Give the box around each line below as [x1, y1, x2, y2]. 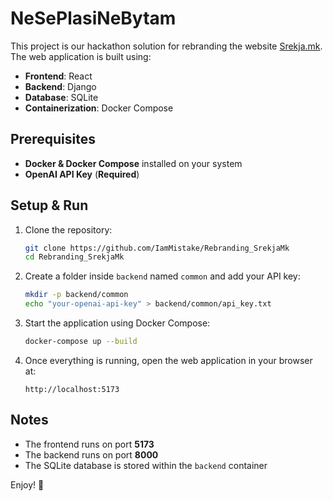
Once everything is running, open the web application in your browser [24, 354, 313, 366]
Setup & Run [10, 197, 89, 214]
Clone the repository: [24, 223, 113, 236]
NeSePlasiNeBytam [10, 7, 177, 30]
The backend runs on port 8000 [24, 448, 159, 461]
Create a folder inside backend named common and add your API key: [24, 270, 301, 282]
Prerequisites [10, 131, 96, 148]
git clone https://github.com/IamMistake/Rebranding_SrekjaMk [24, 243, 290, 253]
